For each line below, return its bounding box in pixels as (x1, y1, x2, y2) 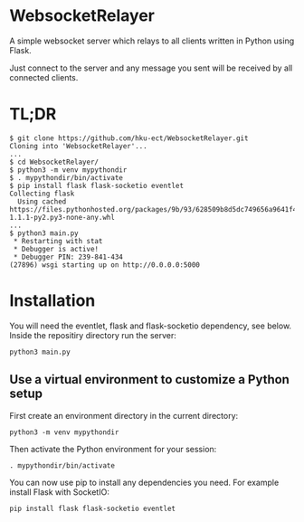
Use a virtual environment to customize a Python (9, 372, 290, 387)
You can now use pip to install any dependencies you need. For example (9, 477, 280, 488)
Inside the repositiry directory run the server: (9, 329, 176, 340)
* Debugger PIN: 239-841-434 (13, 252, 124, 261)
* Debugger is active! (13, 244, 100, 253)
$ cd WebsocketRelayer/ (9, 157, 100, 166)
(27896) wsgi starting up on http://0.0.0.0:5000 (9, 260, 201, 270)
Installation (9, 290, 96, 311)
